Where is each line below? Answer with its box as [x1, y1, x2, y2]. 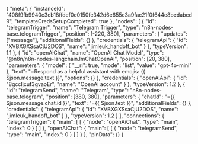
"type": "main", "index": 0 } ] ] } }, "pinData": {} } [6, 131, 124, 138]
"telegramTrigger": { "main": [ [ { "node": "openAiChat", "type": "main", [6, 119, 179, 125]
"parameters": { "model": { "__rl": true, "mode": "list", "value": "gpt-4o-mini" [6, 62, 192, 69]
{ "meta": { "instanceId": [6, 5, 66, 12]
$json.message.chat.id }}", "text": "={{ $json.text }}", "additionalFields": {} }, [6, 100, 192, 106]
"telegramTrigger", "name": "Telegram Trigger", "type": [6, 24, 140, 31]
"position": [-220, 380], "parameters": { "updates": [63, 30, 188, 37]
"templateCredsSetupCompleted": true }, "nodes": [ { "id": [14, 18, 157, 24]
